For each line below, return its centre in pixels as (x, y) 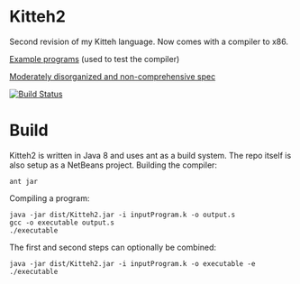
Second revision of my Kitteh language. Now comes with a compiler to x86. (149, 41)
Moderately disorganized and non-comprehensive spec (113, 76)
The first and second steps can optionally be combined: (113, 247)
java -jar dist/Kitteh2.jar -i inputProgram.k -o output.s (123, 215)
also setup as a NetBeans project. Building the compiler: (114, 165)
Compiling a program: (50, 198)
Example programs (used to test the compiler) (95, 59)
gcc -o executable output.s (62, 223)
